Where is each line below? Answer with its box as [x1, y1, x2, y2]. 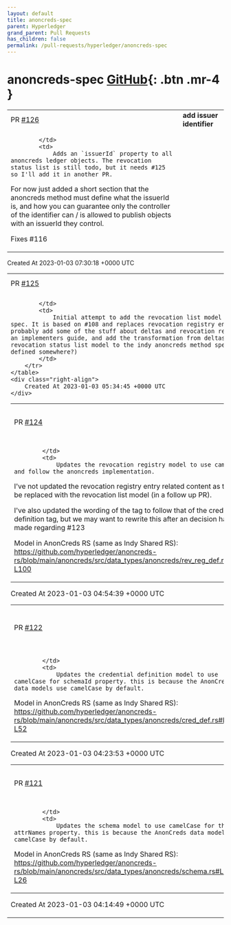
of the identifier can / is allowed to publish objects [10, 210, 172, 219]
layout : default [7, 10, 54, 17]
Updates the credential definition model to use [56, 670, 219, 678]
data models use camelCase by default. [14, 684, 144, 692]
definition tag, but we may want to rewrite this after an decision [14, 514, 217, 524]
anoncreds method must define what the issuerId [10, 192, 170, 202]
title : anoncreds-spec [7, 17, 72, 23]
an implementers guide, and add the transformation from [10, 334, 201, 342]
